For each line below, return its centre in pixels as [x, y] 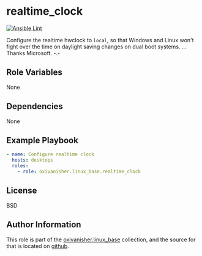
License [22, 191]
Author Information [44, 225]
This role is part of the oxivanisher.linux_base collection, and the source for [101, 239]
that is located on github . [38, 246]
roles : [20, 166]
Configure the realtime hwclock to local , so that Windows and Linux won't [100, 40]
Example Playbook [42, 140]
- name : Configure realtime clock [50, 154]
